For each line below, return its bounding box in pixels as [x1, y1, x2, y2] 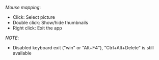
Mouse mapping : [5, 5, 41, 10]
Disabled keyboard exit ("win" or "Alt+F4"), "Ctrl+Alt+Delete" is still [12, 45, 154, 50]
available [12, 50, 32, 56]
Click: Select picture [12, 14, 55, 20]
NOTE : [5, 35, 19, 41]
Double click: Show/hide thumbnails [12, 20, 88, 25]
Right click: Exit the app [12, 25, 62, 31]
